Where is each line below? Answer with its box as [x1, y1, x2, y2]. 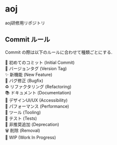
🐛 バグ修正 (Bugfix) [5, 77, 44, 83]
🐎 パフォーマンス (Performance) [5, 103, 69, 109]
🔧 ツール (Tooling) [5, 109, 41, 115]
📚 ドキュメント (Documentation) [5, 89, 71, 95]
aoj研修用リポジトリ [5, 20, 45, 26]
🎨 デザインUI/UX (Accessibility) [5, 97, 68, 103]
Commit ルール [5, 35, 50, 44]
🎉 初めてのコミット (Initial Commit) [5, 59, 75, 65]
